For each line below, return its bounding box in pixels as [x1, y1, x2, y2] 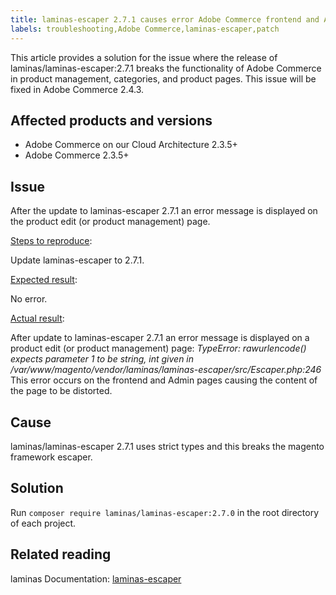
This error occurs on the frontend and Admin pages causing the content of [10, 374, 318, 386]
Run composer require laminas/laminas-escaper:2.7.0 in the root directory [10, 506, 320, 518]
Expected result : [10, 274, 78, 286]
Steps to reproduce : [10, 235, 93, 247]
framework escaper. [10, 451, 93, 463]
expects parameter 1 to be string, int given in [10, 353, 195, 365]
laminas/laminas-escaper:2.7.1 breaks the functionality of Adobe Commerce [10, 62, 322, 74]
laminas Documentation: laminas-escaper [10, 572, 182, 585]
